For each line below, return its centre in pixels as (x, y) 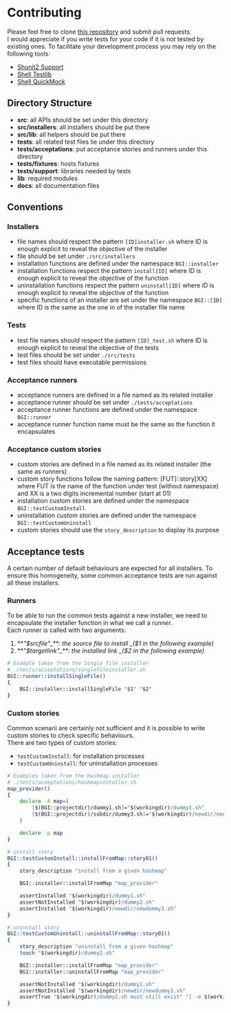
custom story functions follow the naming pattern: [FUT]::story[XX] (112, 479)
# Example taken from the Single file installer (78, 664)
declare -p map (41, 833)
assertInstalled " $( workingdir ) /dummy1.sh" (83, 896)
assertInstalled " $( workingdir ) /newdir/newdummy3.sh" (98, 908)
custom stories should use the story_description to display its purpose (118, 530)
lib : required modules (47, 178)
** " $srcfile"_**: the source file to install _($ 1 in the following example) (115, 644)
